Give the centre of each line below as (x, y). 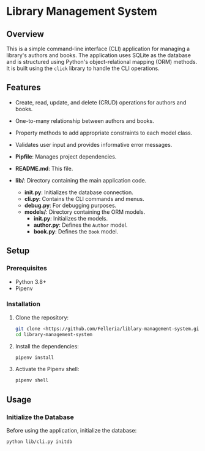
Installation (24, 304)
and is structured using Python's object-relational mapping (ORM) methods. (102, 62)
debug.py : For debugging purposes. (70, 205)
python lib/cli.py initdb (39, 441)
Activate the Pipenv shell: (47, 369)
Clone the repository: (42, 317)
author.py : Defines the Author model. (80, 225)
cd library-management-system (54, 334)
